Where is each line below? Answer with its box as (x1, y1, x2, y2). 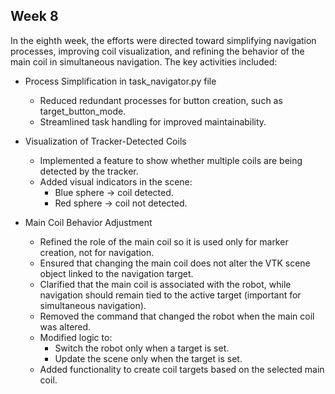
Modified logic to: (39, 331, 113, 343)
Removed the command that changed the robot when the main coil (39, 310, 315, 322)
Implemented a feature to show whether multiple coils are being (39, 154, 303, 166)
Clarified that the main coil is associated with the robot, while (39, 278, 292, 290)
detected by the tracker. (39, 165, 139, 177)
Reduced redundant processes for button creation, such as (39, 94, 283, 106)
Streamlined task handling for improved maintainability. (39, 115, 267, 128)
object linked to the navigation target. (39, 267, 194, 279)
